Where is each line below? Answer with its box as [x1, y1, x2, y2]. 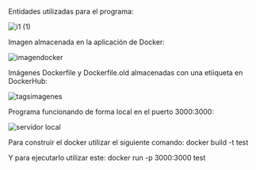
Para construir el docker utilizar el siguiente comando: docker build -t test [8, 138, 249, 147]
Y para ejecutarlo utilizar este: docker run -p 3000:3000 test [8, 153, 206, 162]
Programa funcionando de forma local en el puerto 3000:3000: [8, 107, 214, 116]
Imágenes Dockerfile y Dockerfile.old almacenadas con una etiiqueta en [8, 68, 243, 77]
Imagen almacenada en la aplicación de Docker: [8, 37, 165, 47]
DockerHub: [8, 77, 48, 85]
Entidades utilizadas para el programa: [8, 7, 134, 16]
